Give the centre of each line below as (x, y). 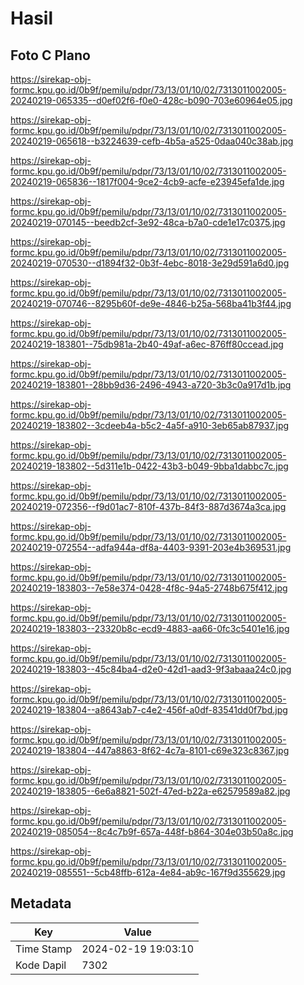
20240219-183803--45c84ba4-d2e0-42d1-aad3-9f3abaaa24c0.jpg (151, 669)
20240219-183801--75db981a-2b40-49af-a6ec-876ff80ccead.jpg (147, 344)
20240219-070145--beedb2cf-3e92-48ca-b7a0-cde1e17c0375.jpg (148, 222)
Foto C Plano (50, 55)
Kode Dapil (41, 965)
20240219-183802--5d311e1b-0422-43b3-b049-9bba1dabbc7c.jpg (149, 466)
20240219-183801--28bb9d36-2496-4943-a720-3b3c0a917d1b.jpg (151, 385)
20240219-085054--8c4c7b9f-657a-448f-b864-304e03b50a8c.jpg (152, 831)
